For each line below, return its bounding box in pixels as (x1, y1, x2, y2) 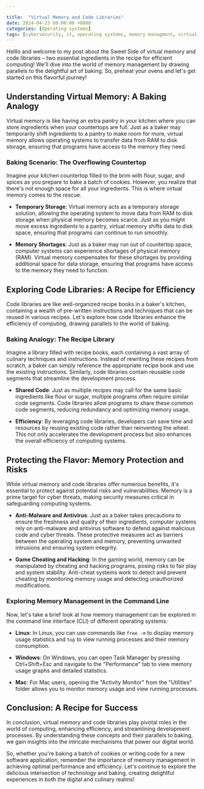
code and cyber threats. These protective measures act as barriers (15, 531, 184, 539)
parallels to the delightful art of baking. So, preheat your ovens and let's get (6, 68, 196, 75)
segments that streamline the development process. (6, 375, 137, 382)
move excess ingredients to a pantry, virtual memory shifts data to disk (15, 223, 193, 230)
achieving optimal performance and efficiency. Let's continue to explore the (6, 763, 197, 770)
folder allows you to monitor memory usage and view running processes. (15, 685, 199, 692)
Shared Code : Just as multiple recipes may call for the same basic (15, 387, 182, 394)
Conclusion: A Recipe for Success (6, 703, 138, 713)
